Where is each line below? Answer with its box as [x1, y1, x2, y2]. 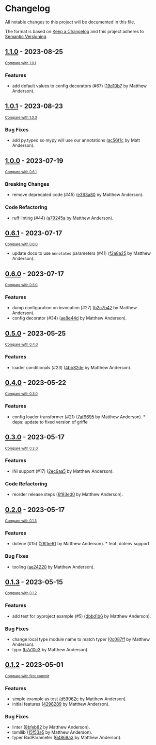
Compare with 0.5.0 [5, 283, 38, 287]
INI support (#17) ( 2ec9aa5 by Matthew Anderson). [12, 468, 114, 474]
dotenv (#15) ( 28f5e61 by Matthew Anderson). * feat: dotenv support [12, 541, 150, 547]
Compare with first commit [5, 674, 49, 678]
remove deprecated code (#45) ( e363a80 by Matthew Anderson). [12, 192, 144, 197]
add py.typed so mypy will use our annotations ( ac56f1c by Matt [12, 137, 140, 143]
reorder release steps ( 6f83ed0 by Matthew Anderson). [12, 492, 123, 497]
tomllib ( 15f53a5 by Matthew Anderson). [12, 729, 93, 735]
